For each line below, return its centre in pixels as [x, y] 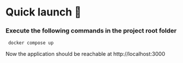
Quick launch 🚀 [43, 12]
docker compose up [31, 43]
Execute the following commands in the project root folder [91, 31]
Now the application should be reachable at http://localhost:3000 [86, 54]
